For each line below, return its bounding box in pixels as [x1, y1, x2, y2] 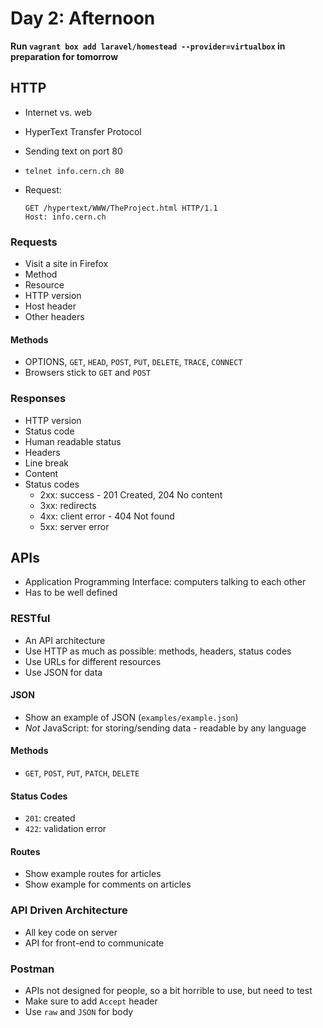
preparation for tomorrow [10, 50, 119, 62]
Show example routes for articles [24, 868, 162, 880]
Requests [10, 235, 58, 249]
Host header [24, 300, 77, 312]
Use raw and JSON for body [24, 1006, 134, 1018]
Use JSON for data [24, 666, 103, 678]
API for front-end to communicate [24, 937, 165, 949]
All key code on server [24, 926, 118, 938]
